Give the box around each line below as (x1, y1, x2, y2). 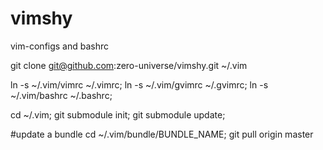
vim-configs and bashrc (10, 40, 110, 52)
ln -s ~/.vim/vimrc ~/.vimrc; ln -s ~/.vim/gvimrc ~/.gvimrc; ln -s (10, 78, 269, 91)
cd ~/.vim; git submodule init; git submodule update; (10, 108, 226, 121)
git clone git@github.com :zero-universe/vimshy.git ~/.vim (10, 59, 248, 71)
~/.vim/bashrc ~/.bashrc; (10, 89, 113, 101)
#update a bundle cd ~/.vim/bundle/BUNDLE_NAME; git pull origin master (10, 128, 314, 140)
